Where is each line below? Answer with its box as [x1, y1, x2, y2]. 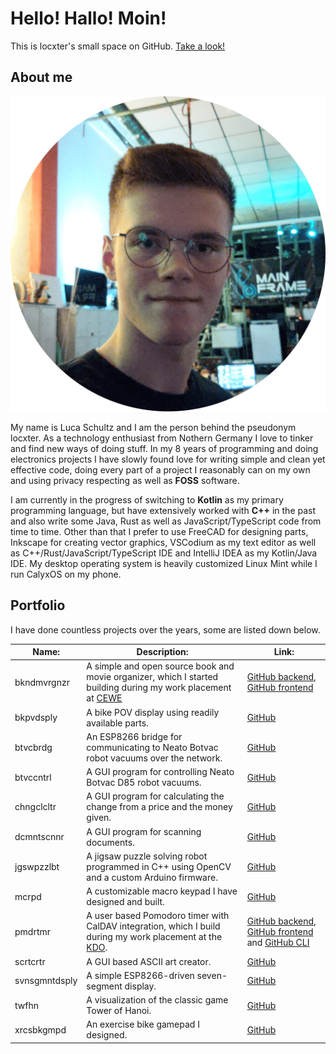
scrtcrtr [14, 955, 46, 967]
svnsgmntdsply [14, 975, 78, 987]
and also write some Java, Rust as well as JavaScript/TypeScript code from [10, 515, 322, 527]
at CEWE [86, 692, 123, 704]
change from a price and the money [86, 801, 233, 813]
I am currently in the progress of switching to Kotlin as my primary [10, 493, 284, 506]
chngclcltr [14, 801, 57, 813]
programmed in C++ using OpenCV [86, 860, 232, 872]
